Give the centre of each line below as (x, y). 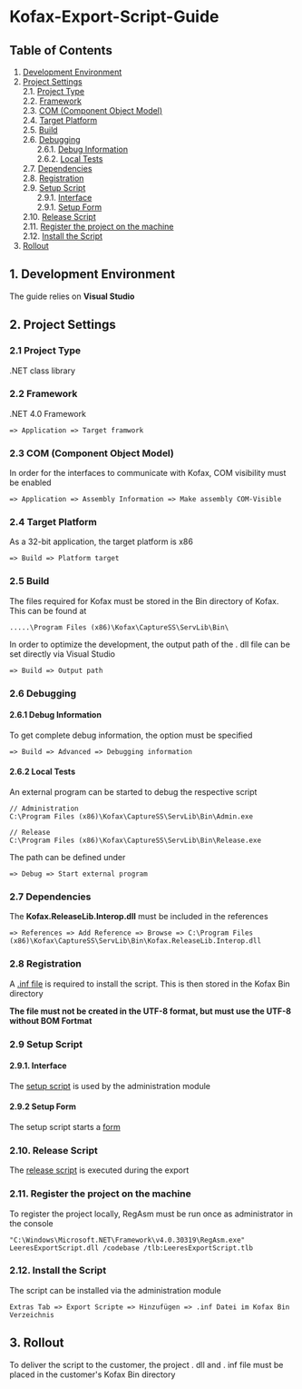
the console (31, 1223)
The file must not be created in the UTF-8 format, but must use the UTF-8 (151, 1011)
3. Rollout (37, 1343)
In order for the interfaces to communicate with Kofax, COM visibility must (148, 473)
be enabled (30, 482)
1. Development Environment (92, 274)
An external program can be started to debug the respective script (133, 792)
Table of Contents (61, 50)
